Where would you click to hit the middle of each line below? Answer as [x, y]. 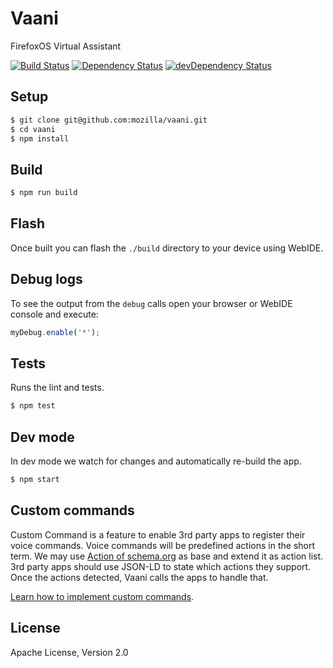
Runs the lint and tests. [57, 388]
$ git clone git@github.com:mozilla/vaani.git [109, 120]
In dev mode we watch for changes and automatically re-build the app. [156, 461]
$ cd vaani [33, 129]
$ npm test [33, 406]
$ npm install [40, 138]
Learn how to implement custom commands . [102, 596]
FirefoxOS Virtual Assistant [66, 46]
